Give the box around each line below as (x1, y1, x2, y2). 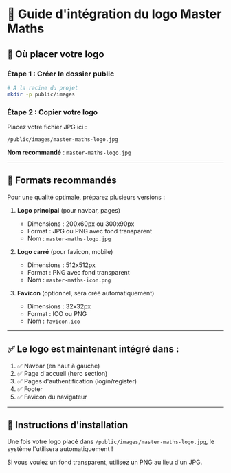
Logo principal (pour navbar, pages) (16, 206, 121, 214)
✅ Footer (16, 385, 43, 393)
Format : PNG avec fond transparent (27, 268, 130, 276)
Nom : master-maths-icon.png (27, 275, 111, 284)
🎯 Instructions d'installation (7, 419, 129, 431)
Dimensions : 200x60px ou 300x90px (27, 220, 135, 228)
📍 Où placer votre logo (7, 48, 104, 60)
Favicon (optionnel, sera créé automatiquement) (16, 288, 155, 297)
